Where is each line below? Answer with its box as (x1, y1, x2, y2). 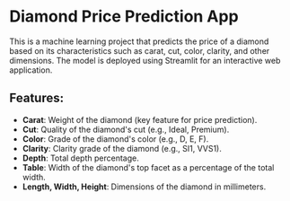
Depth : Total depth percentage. (22, 153, 139, 163)
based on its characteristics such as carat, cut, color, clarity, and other (9, 45, 270, 56)
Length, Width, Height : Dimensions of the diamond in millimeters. (22, 181, 267, 192)
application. (9, 65, 53, 75)
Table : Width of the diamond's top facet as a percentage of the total (22, 162, 275, 172)
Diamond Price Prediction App (9, 6, 240, 27)
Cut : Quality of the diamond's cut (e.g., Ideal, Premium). (22, 124, 230, 135)
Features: (9, 91, 65, 106)
